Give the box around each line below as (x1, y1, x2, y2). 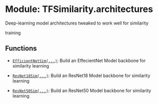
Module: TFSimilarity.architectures (5, 3, 154, 15)
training (5, 29, 21, 35)
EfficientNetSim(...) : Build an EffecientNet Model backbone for (12, 57, 146, 63)
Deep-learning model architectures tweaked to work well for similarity (5, 20, 149, 26)
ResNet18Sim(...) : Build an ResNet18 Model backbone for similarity (12, 72, 151, 78)
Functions (5, 44, 37, 53)
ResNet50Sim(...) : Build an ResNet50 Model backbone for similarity (12, 87, 152, 93)
